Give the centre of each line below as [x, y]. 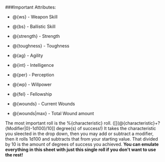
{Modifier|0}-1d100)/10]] [30, 128]
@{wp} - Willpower [32, 84]
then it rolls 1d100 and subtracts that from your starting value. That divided [82, 139]
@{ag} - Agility [28, 55]
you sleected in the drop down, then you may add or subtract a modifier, [79, 134]
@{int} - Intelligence [33, 65]
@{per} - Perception [33, 75]
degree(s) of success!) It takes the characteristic [106, 128]
